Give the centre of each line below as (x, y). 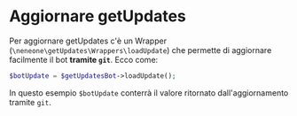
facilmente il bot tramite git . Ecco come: (84, 59)
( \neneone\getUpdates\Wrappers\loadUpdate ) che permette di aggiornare (141, 50)
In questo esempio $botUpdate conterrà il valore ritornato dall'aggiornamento (149, 93)
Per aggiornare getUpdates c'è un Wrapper (88, 41)
